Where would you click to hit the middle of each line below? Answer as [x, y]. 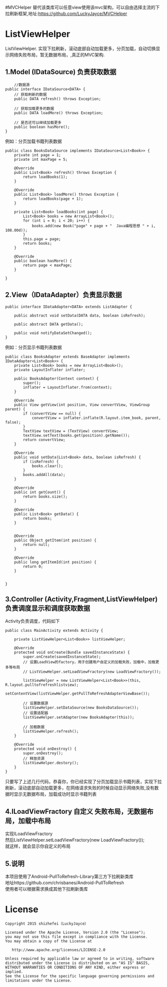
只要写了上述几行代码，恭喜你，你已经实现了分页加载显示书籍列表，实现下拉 [83, 782]
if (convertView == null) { [52, 414]
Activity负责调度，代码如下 [33, 621]
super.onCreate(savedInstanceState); [62, 657]
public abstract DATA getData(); [49, 324]
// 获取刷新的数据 [31, 94]
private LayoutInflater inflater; [50, 370]
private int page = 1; [38, 155]
